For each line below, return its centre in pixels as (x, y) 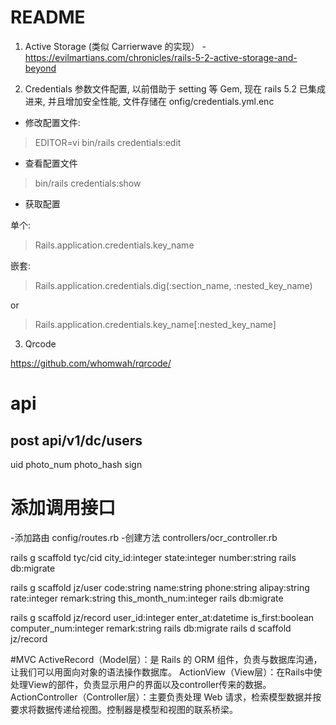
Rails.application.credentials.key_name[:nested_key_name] (155, 324)
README (48, 17)
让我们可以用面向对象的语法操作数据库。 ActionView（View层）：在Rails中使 (166, 672)
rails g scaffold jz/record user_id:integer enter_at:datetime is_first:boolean (162, 617)
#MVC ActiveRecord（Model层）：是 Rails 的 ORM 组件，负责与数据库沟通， (166, 659)
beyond (40, 68)
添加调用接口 (63, 508)
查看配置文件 (51, 163)
